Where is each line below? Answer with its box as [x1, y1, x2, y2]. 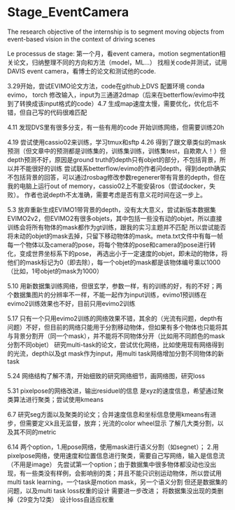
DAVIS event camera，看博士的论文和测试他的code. [7, 67, 156, 75]
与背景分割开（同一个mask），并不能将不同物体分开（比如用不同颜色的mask [7, 331, 225, 340]
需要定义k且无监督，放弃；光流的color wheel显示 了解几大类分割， [25, 419, 218, 427]
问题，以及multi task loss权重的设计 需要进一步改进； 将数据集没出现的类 [7, 486, 218, 495]
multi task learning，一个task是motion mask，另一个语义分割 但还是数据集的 [7, 478, 228, 486]
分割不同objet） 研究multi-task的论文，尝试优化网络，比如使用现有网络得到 [7, 340, 225, 349]
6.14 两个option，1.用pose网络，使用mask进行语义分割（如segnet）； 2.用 [7, 443, 219, 451]
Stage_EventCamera [7, 4, 129, 20]
